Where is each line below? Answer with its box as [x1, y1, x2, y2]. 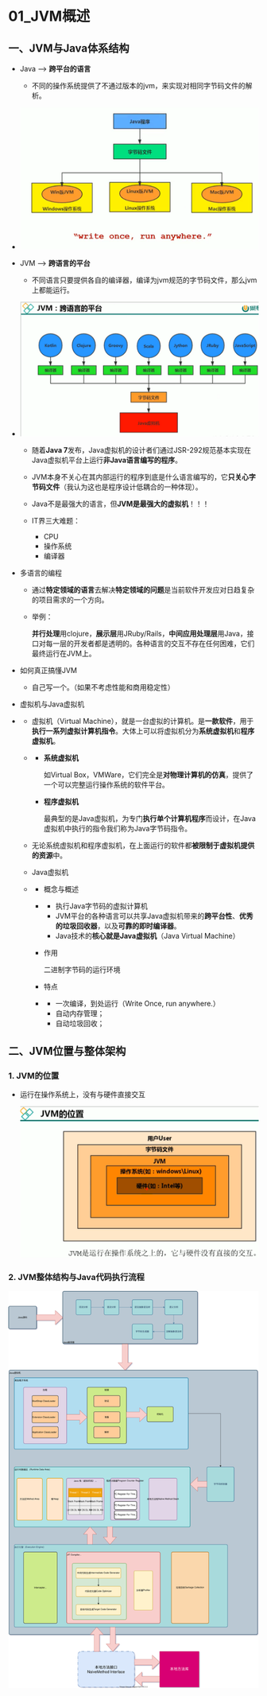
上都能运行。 [31, 286, 74, 295]
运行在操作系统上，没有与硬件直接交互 [19, 1090, 145, 1099]
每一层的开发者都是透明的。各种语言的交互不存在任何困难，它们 [45, 639, 255, 648]
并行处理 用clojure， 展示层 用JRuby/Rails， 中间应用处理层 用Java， [31, 629, 248, 639]
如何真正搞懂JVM [19, 666, 78, 675]
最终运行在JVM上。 [31, 649, 96, 659]
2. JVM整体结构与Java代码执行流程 [8, 1272, 145, 1283]
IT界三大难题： [31, 516, 81, 526]
